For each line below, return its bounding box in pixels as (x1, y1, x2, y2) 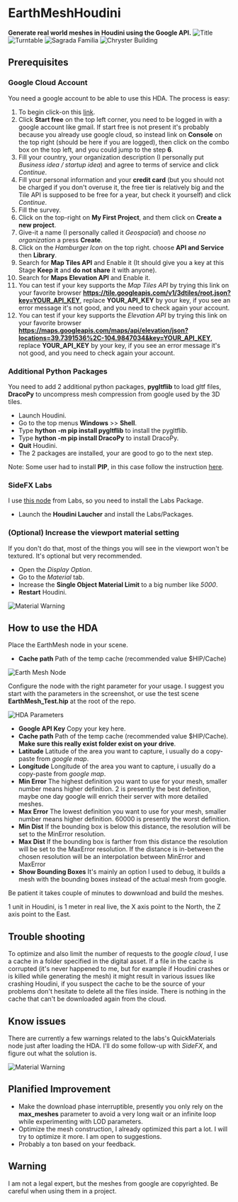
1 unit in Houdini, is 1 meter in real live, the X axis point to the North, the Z (8, 902, 222, 911)
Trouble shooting (8, 931, 86, 943)
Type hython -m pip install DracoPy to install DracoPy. (18, 434, 179, 442)
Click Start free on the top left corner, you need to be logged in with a (18, 115, 222, 123)
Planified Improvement (8, 1083, 111, 1096)
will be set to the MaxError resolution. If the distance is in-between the (18, 845, 224, 853)
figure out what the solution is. (8, 1049, 97, 1057)
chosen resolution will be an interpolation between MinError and (18, 853, 206, 861)
